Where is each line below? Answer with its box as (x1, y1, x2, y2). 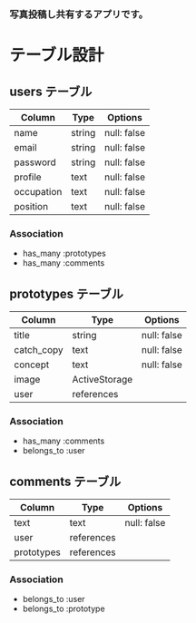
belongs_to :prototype (22, 603, 106, 614)
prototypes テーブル (9, 286, 124, 301)
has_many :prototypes (22, 248, 106, 259)
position (14, 200, 48, 212)
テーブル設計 (9, 45, 104, 65)
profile (14, 170, 43, 183)
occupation (14, 185, 63, 198)
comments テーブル (9, 473, 122, 489)
